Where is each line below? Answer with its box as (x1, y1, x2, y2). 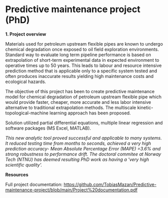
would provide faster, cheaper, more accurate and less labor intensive (5, 99, 151, 105)
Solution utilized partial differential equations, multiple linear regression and (5, 120, 163, 126)
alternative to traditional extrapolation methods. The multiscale (5, 104, 136, 110)
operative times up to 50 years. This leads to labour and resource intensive (5, 62, 162, 68)
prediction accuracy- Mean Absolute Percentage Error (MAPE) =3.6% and (5, 145, 161, 151)
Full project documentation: (5, 181, 62, 187)
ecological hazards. (5, 78, 47, 85)
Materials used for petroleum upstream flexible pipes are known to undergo (5, 41, 163, 47)
